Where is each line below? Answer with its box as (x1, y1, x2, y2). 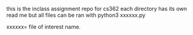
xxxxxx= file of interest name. (6, 24, 81, 30)
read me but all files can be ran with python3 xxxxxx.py (6, 11, 145, 19)
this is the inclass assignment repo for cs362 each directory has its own (6, 5, 188, 12)
